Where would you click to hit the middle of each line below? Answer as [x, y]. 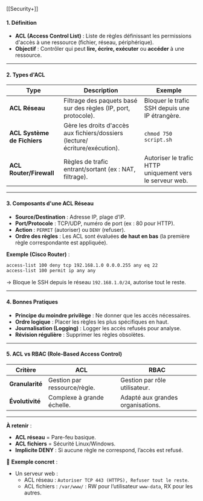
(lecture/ [76, 141]
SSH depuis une [167, 108]
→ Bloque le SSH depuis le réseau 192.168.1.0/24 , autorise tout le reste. [96, 282]
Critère [26, 369]
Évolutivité [25, 401]
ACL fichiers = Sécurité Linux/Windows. [65, 444]
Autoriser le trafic [169, 158]
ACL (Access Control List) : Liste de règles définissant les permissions [103, 36]
